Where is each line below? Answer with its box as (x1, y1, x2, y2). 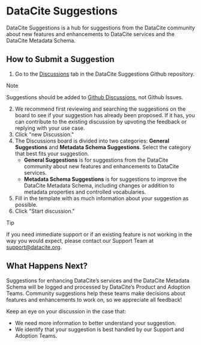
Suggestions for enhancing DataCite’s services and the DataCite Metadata (6, 276, 190, 284)
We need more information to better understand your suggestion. (14, 319, 176, 326)
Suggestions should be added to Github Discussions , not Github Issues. (6, 93, 184, 100)
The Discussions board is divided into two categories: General (14, 137, 170, 144)
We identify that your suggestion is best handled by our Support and (14, 326, 184, 333)
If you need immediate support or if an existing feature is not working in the (6, 230, 193, 238)
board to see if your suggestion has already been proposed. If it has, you (14, 111, 195, 118)
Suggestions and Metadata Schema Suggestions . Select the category (14, 143, 191, 151)
